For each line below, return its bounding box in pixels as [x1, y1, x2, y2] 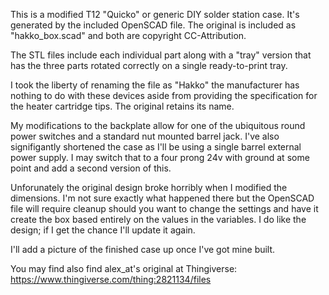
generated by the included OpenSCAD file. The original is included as [10, 19, 297, 31]
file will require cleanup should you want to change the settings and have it [10, 203, 319, 214]
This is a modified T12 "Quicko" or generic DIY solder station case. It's [10, 9, 300, 20]
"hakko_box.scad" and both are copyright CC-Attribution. [10, 30, 247, 41]
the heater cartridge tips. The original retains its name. [10, 100, 235, 112]
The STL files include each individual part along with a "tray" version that [10, 49, 312, 61]
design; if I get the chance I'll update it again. [10, 224, 196, 236]
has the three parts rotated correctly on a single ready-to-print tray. [10, 60, 288, 71]
